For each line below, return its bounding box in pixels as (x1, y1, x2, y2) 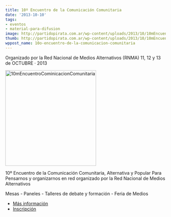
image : (5, 31, 19, 36)
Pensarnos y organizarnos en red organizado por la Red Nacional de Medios (5, 175, 165, 181)
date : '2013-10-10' (5, 12, 47, 17)
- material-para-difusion (5, 26, 60, 32)
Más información (12, 200, 48, 206)
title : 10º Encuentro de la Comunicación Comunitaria (5, 7, 122, 13)
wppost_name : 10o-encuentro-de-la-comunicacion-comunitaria (5, 41, 136, 46)
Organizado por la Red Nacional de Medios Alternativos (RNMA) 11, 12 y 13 (5, 55, 161, 61)
